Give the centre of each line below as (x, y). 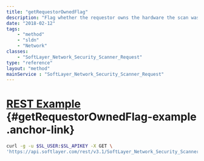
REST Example (43, 104)
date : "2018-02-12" (31, 23)
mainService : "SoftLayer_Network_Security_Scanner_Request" (85, 74)
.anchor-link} (40, 130)
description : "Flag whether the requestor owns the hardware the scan (97, 18)
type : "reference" (29, 63)
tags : (13, 29)
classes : (17, 52)
